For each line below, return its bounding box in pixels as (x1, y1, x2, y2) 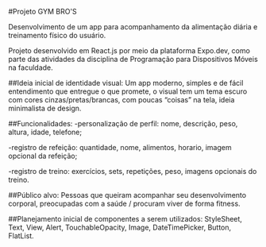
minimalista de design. (8, 103, 82, 113)
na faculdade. (8, 63, 53, 72)
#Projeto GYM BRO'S (8, 7, 77, 16)
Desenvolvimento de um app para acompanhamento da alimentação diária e (8, 22, 258, 31)
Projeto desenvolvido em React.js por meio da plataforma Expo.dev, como (8, 46, 250, 55)
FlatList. (8, 231, 34, 241)
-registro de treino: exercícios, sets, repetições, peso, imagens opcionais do (8, 167, 257, 176)
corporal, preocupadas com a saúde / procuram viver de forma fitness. (8, 199, 241, 208)
